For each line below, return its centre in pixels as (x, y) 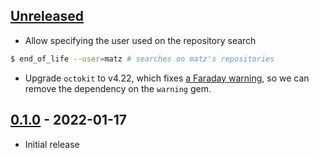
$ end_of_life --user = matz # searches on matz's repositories (142, 59)
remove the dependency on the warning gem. (118, 88)
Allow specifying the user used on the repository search (140, 40)
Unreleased (47, 16)
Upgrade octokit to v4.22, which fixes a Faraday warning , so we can (167, 78)
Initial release (52, 144)
